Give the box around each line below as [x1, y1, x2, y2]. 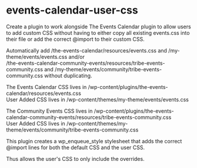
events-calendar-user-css [6, 4, 138, 17]
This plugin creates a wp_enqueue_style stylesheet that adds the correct [6, 137, 182, 144]
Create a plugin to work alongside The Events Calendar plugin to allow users [6, 23, 191, 30]
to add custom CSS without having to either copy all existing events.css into [6, 29, 190, 36]
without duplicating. [44, 72, 92, 79]
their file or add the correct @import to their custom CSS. [6, 35, 145, 42]
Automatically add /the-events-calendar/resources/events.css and [6, 47, 168, 54]
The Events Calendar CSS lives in [6, 83, 87, 90]
